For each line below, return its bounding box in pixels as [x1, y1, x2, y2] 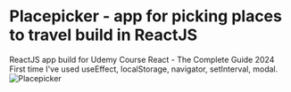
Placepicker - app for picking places [9, 6, 283, 27]
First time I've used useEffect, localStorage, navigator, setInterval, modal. [9, 64, 279, 74]
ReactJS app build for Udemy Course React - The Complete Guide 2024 [9, 54, 275, 65]
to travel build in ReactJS [9, 25, 198, 45]
